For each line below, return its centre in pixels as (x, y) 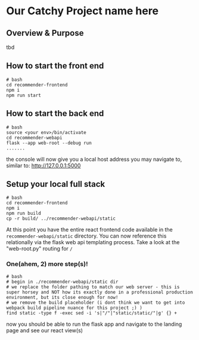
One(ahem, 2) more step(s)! (47, 264)
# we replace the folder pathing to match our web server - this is (93, 287)
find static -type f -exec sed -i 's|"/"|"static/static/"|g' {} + (92, 313)
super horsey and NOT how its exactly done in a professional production (100, 292)
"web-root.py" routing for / (39, 249)
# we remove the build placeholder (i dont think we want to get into (96, 302)
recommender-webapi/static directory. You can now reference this (86, 236)
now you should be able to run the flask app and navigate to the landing (94, 324)
